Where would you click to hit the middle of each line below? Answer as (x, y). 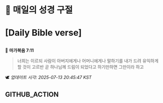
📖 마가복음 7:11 (20, 50)
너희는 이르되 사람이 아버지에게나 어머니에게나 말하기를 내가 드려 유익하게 (88, 61)
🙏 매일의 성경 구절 (39, 10)
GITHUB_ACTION (32, 94)
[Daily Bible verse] (43, 33)
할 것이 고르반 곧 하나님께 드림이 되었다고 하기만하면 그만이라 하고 (81, 67)
